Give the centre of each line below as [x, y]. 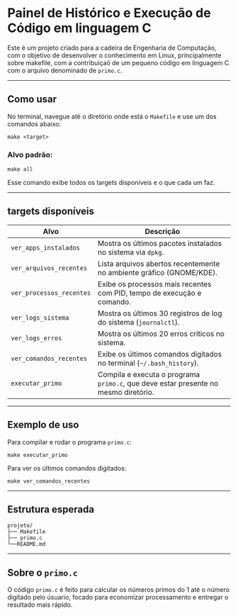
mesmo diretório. [126, 392]
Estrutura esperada [51, 509]
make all [20, 169]
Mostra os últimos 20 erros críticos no [161, 333]
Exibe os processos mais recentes [155, 284]
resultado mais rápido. [40, 605]
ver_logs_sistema [40, 318]
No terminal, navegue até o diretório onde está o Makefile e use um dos [112, 116]
